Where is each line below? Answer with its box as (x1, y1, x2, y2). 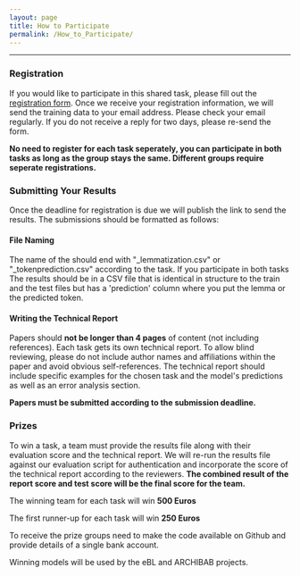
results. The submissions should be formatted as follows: (9, 213, 220, 224)
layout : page (9, 13, 58, 22)
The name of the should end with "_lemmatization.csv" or (9, 255, 221, 265)
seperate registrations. (9, 162, 96, 172)
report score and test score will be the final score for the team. (9, 478, 246, 488)
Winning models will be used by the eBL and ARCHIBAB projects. (9, 556, 248, 567)
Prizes (9, 420, 37, 432)
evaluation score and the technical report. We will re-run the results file (9, 449, 271, 460)
